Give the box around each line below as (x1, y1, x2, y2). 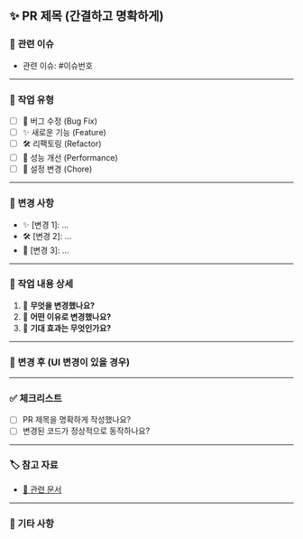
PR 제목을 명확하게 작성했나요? (22, 414, 132, 425)
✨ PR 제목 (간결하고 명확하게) (9, 8, 164, 24)
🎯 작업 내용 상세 (9, 278, 74, 291)
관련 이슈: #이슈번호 (22, 60, 93, 70)
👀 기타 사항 (9, 517, 54, 530)
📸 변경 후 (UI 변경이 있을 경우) (9, 356, 131, 368)
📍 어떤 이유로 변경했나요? (22, 311, 112, 322)
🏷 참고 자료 (9, 459, 59, 471)
